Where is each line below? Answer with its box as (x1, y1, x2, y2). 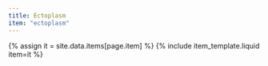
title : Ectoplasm (8, 11, 66, 20)
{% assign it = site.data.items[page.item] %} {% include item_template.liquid (8, 41, 260, 50)
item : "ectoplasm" (8, 19, 70, 27)
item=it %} (8, 49, 44, 59)
